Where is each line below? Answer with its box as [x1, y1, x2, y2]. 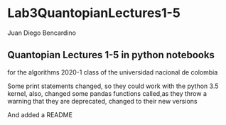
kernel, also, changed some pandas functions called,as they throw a [7, 89, 208, 97]
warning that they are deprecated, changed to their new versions [7, 97, 198, 105]
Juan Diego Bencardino [7, 28, 77, 37]
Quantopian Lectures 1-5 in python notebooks [7, 49, 215, 61]
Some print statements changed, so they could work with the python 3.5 [7, 82, 219, 90]
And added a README [7, 110, 73, 119]
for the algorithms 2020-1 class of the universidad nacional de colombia [7, 67, 218, 76]
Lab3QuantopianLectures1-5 [7, 5, 181, 21]
